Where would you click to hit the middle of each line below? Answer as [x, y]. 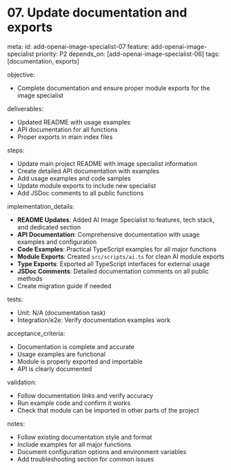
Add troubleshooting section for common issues [86, 459]
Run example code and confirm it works [74, 403]
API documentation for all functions [67, 129]
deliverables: [25, 109]
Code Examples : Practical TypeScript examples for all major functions [117, 249]
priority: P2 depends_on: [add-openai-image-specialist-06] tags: [128, 54]
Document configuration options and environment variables [102, 451]
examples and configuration [57, 242]
